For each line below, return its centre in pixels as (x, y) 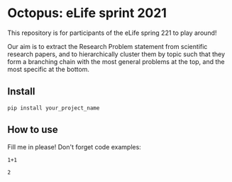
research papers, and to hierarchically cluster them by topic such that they (116, 54)
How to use (33, 130)
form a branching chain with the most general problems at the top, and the (116, 61)
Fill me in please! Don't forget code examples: (74, 146)
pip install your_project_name (54, 108)
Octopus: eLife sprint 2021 (87, 13)
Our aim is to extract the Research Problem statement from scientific (107, 46)
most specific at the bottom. (49, 69)
